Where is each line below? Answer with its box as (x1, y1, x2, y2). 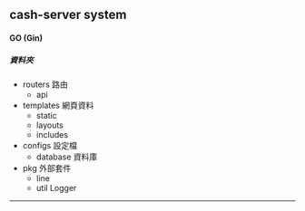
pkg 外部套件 (22, 162, 72, 173)
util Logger (35, 182, 77, 193)
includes (35, 129, 69, 139)
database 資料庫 (35, 151, 98, 162)
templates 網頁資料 (22, 100, 94, 110)
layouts (35, 120, 64, 130)
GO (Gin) (9, 32, 44, 43)
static (35, 110, 57, 120)
